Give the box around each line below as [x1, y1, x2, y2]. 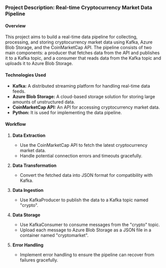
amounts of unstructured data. [12, 99, 75, 105]
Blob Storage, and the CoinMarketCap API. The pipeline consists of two [5, 45, 152, 51]
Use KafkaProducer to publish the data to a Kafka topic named [19, 197, 149, 203]
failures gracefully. [19, 257, 58, 263]
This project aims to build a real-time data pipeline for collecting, [5, 34, 138, 40]
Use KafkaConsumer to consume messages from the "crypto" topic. [19, 221, 161, 227]
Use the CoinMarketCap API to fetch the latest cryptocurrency [19, 142, 148, 148]
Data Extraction [12, 132, 46, 138]
